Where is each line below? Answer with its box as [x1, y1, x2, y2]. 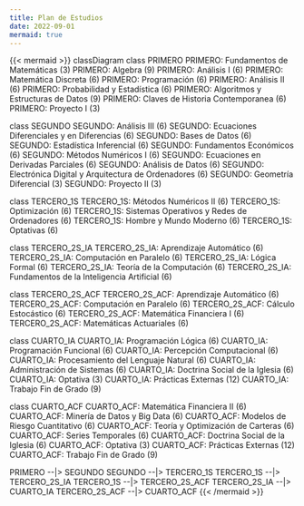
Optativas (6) [9, 225, 59, 236]
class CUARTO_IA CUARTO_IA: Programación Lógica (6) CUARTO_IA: [9, 336, 269, 346]
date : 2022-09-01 [9, 22, 75, 31]
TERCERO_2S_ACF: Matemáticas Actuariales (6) [9, 318, 189, 329]
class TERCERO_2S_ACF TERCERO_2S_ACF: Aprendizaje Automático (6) [9, 289, 279, 300]
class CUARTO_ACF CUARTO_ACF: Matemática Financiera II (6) [9, 401, 247, 413]
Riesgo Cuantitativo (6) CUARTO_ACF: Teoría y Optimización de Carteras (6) [9, 421, 295, 432]
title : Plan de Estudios [9, 13, 103, 23]
